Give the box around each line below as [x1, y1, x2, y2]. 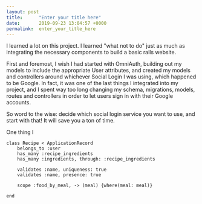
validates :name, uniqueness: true [17, 167, 107, 173]
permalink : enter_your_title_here [6, 25, 96, 32]
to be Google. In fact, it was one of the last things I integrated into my [6, 80, 178, 87]
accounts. [6, 99, 31, 106]
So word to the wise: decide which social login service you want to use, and [6, 110, 195, 118]
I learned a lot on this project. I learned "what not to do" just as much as [6, 42, 186, 49]
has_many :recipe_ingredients [17, 151, 94, 157]
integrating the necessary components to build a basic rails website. [6, 49, 177, 56]
